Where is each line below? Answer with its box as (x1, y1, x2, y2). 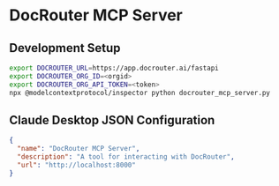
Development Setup (9, 41, 121, 56)
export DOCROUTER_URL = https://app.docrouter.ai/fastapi (9, 63, 219, 72)
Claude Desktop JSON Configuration (9, 112, 215, 128)
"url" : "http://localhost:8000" (17, 160, 137, 169)
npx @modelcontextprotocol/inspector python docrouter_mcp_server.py (9, 88, 271, 97)
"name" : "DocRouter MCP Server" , (17, 145, 140, 153)
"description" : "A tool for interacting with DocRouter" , (17, 153, 236, 161)
